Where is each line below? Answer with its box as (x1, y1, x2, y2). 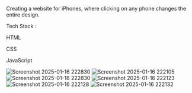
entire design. (6, 11, 40, 18)
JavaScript (6, 57, 33, 64)
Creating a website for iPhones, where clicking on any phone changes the (6, 5, 187, 12)
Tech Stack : (6, 23, 37, 29)
